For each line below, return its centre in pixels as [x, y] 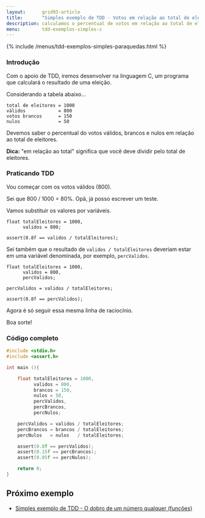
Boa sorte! [19, 322]
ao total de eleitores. [32, 139]
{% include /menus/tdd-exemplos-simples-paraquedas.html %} [86, 47]
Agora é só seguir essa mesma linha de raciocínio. [70, 310]
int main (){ [23, 367]
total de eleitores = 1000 [41, 105]
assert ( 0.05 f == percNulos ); [54, 458]
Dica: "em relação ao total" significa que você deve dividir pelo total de [96, 151]
